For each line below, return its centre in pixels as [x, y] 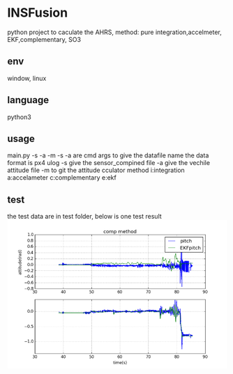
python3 [19, 117]
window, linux [27, 78]
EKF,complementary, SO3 [44, 39]
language [28, 100]
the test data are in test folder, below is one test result [84, 217]
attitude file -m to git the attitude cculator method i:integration [96, 170]
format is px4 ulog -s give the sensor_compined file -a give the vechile [109, 163]
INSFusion [38, 13]
